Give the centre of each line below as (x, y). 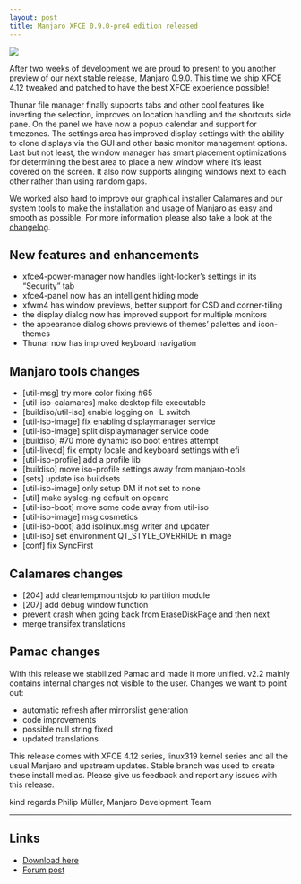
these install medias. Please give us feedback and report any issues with (143, 775)
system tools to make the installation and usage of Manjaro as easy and (141, 208)
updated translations (60, 738)
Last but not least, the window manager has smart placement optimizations (148, 152)
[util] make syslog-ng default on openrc (95, 498)
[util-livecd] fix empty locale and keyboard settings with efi (131, 450)
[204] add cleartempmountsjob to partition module (116, 595)
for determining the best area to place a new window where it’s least (135, 161)
